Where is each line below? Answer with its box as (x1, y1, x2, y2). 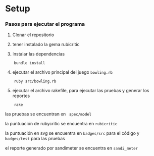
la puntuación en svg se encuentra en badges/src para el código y (5, 130, 140, 136)
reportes (12, 93, 30, 99)
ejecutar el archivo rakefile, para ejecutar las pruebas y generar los (12, 88, 150, 94)
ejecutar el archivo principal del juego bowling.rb (12, 69, 113, 75)
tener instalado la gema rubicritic (12, 42, 80, 48)
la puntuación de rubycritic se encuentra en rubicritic (5, 121, 118, 127)
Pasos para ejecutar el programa (5, 21, 85, 28)
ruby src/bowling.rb (14, 79, 56, 84)
